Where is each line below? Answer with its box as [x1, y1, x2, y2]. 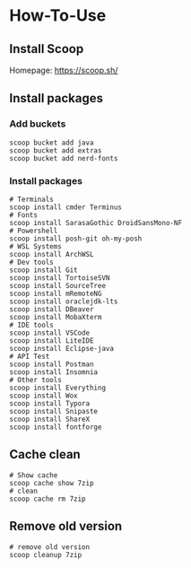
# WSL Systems [9, 241, 63, 251]
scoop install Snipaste [9, 406, 99, 415]
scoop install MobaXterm [9, 312, 102, 321]
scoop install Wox [9, 391, 78, 400]
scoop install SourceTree [9, 281, 106, 290]
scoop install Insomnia [9, 367, 99, 377]
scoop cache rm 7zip [9, 494, 87, 503]
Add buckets [9, 118, 66, 130]
